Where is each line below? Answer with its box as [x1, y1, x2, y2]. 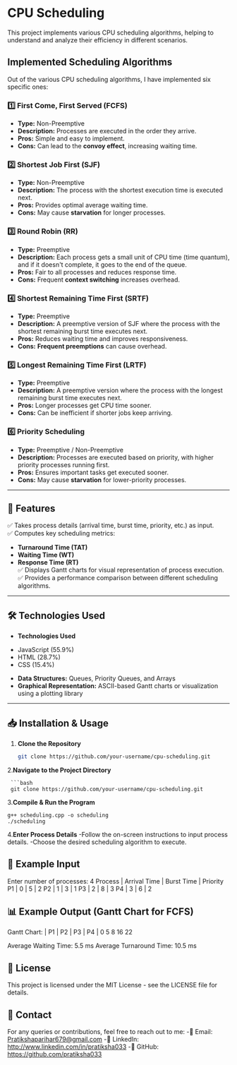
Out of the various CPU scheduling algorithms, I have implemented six [7, 75, 212, 83]
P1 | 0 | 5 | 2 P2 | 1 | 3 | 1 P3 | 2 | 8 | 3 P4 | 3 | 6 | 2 [7, 884, 152, 893]
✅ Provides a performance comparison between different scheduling [17, 574, 219, 582]
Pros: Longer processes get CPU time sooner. [17, 401, 152, 410]
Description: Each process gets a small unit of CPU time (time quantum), [17, 253, 230, 261]
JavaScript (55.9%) [17, 646, 74, 654]
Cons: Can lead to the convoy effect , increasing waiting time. [17, 142, 197, 150]
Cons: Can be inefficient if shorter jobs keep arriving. [17, 409, 173, 417]
